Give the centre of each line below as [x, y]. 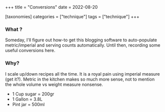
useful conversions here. [30, 51]
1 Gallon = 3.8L [27, 99]
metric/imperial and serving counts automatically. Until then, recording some [83, 45]
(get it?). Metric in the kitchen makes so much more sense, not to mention [80, 79]
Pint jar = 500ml [29, 104]
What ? [14, 29]
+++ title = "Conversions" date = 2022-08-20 [51, 7]
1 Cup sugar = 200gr [33, 94]
